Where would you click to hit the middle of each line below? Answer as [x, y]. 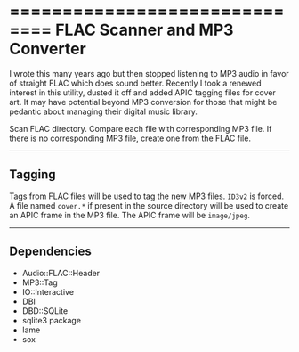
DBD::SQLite [45, 311]
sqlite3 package [52, 320]
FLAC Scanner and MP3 [144, 30]
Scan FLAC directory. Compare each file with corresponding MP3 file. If [141, 128]
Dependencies [50, 252]
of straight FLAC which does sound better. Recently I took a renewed [135, 83]
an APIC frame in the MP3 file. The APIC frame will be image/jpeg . [130, 215]
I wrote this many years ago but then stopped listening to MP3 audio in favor [149, 73]
